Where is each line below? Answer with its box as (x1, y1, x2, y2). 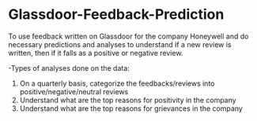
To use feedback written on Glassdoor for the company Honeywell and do (8, 31, 249, 41)
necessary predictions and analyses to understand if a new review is (8, 39, 232, 49)
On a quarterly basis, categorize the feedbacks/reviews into (19, 79, 215, 88)
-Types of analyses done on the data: (8, 63, 130, 72)
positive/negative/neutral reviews (19, 86, 129, 96)
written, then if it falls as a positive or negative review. (8, 48, 183, 57)
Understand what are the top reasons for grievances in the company (19, 104, 243, 113)
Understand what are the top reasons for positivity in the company (19, 95, 236, 104)
